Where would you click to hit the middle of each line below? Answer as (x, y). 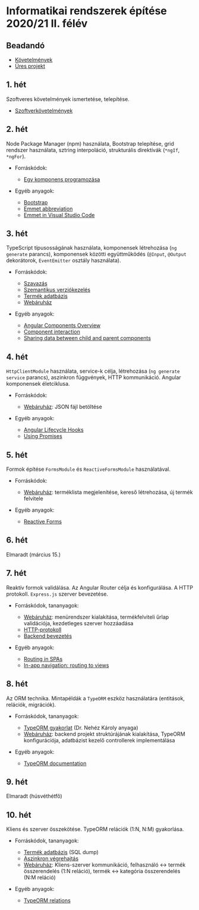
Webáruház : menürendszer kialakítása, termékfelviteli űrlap (96, 617)
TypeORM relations (47, 900)
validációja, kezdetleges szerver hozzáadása (78, 623)
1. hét (16, 85)
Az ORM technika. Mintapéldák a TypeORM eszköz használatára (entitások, (96, 698)
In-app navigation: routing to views (66, 665)
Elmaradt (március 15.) (34, 555)
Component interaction (52, 332)
